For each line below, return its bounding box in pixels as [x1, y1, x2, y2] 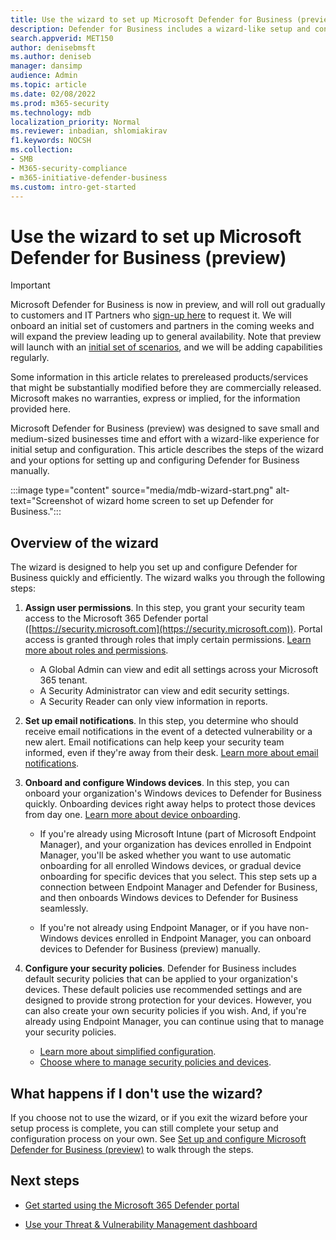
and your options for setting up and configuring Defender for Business [10, 454, 300, 466]
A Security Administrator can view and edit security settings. [39, 685, 290, 697]
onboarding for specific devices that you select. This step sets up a [39, 871, 318, 883]
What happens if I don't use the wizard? [10, 1085, 263, 1102]
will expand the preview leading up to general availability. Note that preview [10, 331, 322, 343]
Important [10, 279, 51, 291]
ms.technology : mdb [10, 107, 92, 118]
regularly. [10, 352, 50, 364]
